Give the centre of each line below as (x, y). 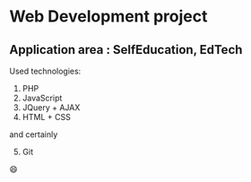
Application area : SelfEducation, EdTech (126, 50)
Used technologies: (45, 71)
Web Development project (108, 17)
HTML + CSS (47, 117)
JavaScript (42, 98)
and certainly (34, 134)
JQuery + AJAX (51, 108)
